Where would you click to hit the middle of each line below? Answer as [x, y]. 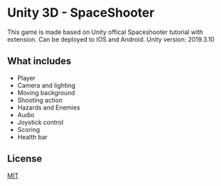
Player [26, 78]
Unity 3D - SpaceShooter [81, 13]
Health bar [32, 137]
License [25, 159]
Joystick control [40, 122]
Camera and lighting [46, 85]
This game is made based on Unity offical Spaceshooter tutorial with [105, 32]
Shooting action [40, 100]
